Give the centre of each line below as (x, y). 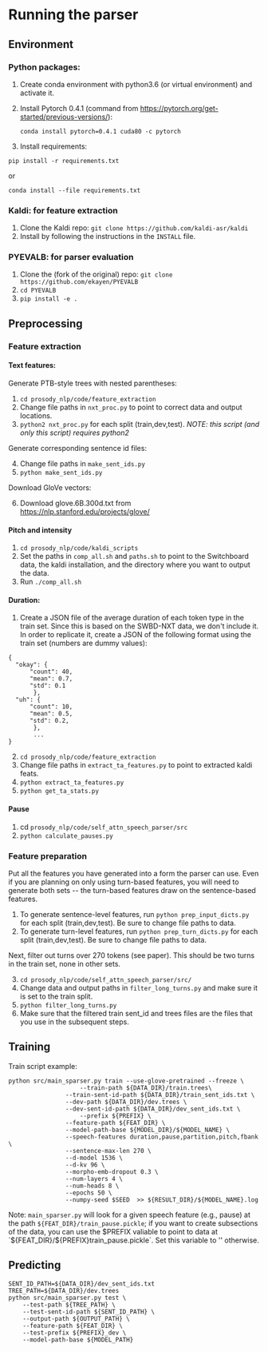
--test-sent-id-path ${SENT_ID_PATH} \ (89, 1312)
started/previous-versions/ (64, 117)
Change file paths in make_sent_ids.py (83, 463)
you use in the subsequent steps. (74, 1022)
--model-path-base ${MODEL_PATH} (78, 1340)
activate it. (37, 93)
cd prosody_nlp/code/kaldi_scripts (79, 548)
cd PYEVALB (38, 291)
